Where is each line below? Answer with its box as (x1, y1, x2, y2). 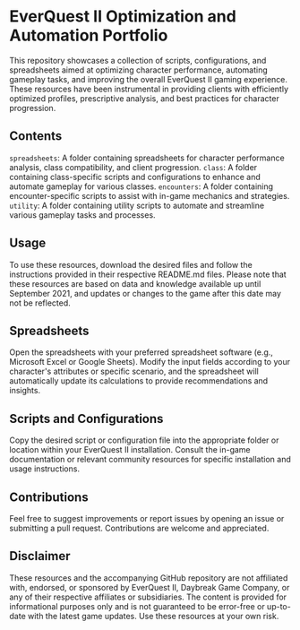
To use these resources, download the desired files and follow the (9, 259, 253, 270)
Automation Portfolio (9, 25, 168, 46)
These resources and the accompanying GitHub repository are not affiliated (9, 572, 288, 583)
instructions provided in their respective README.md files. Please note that (9, 269, 287, 280)
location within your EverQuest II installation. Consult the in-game (9, 444, 251, 455)
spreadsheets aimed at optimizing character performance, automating (9, 65, 268, 75)
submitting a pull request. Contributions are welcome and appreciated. (9, 522, 270, 533)
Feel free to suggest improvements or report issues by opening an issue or (9, 513, 285, 523)
